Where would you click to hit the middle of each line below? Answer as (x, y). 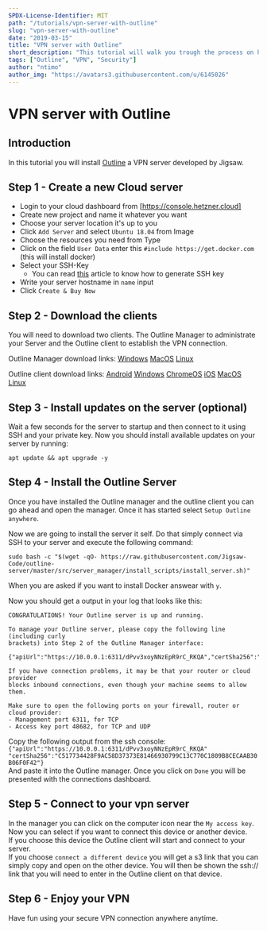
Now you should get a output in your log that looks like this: (105, 601)
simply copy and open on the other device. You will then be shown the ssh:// (133, 865)
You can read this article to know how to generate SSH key (128, 274)
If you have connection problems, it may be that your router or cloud (129, 671)
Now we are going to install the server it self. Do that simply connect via (126, 534)
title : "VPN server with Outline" (66, 45)
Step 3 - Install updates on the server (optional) (128, 407)
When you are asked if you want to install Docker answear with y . (115, 585)
